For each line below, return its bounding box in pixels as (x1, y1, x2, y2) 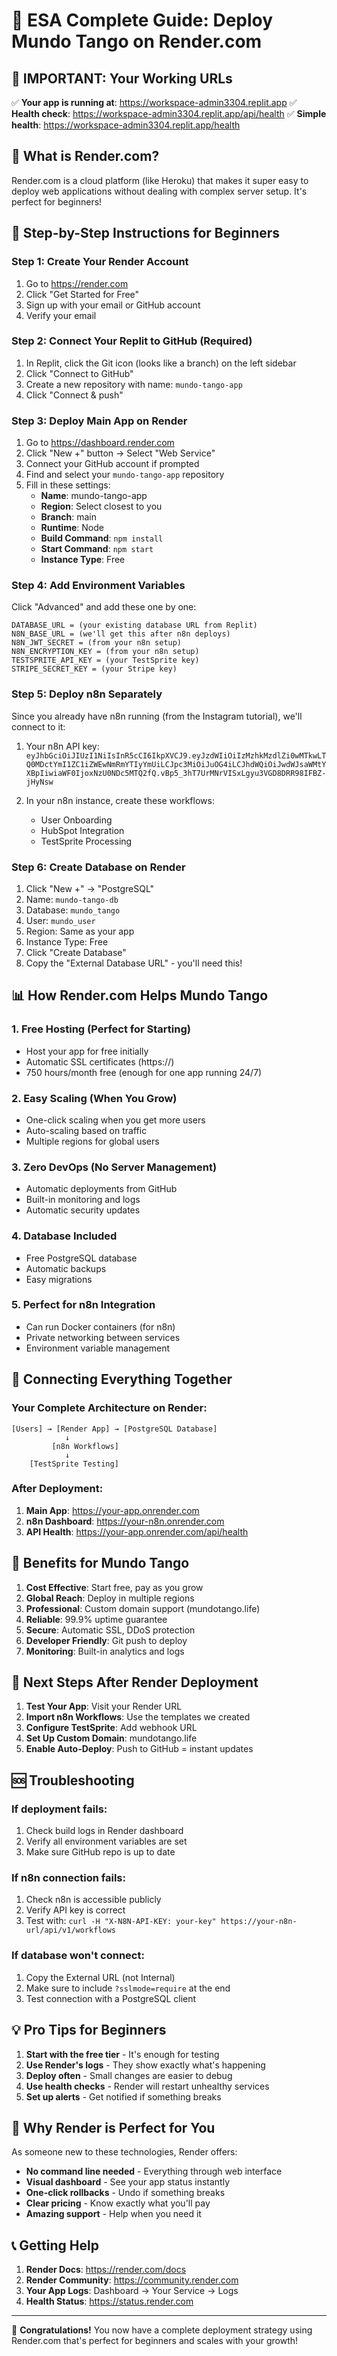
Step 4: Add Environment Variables (11, 579, 186, 593)
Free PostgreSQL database (25, 1252, 138, 1264)
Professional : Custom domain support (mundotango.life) (25, 1602, 261, 1614)
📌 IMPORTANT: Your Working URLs (11, 70, 233, 87)
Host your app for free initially (25, 1045, 149, 1057)
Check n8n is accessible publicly (25, 1894, 162, 1906)
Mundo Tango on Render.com (11, 30, 263, 53)
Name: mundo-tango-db (25, 893, 119, 905)
